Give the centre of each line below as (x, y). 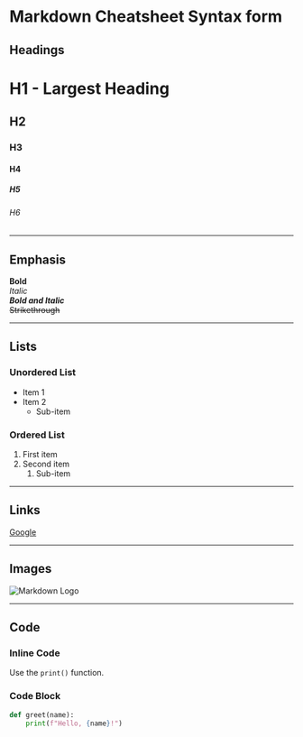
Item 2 (34, 401)
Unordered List (43, 373)
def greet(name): (42, 714)
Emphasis (37, 259)
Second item (46, 464)
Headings (37, 50)
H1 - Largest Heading (89, 88)
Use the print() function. (57, 673)
